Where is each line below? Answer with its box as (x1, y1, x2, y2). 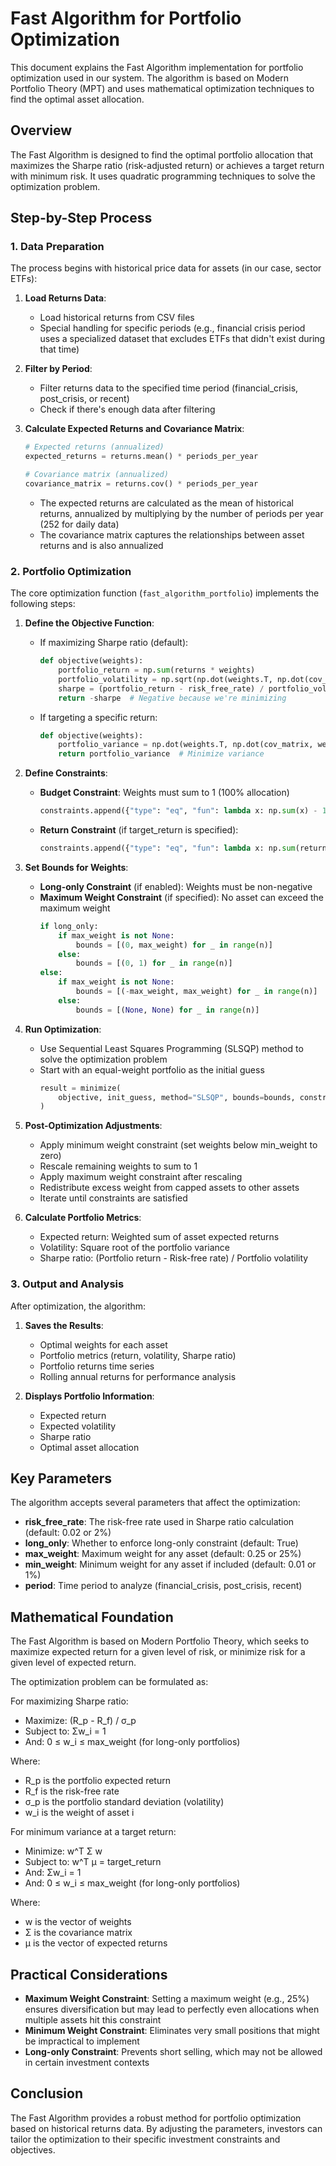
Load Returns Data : (24, 292, 107, 304)
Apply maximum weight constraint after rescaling (39, 1171, 243, 1183)
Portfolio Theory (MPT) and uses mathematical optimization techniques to (10, 82, 315, 94)
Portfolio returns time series (39, 1360, 155, 1372)
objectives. (10, 2143, 56, 2156)
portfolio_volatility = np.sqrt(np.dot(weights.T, (58, 674, 273, 684)
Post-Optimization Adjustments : (24, 1120, 163, 1132)
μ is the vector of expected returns (24, 1937, 168, 1949)
